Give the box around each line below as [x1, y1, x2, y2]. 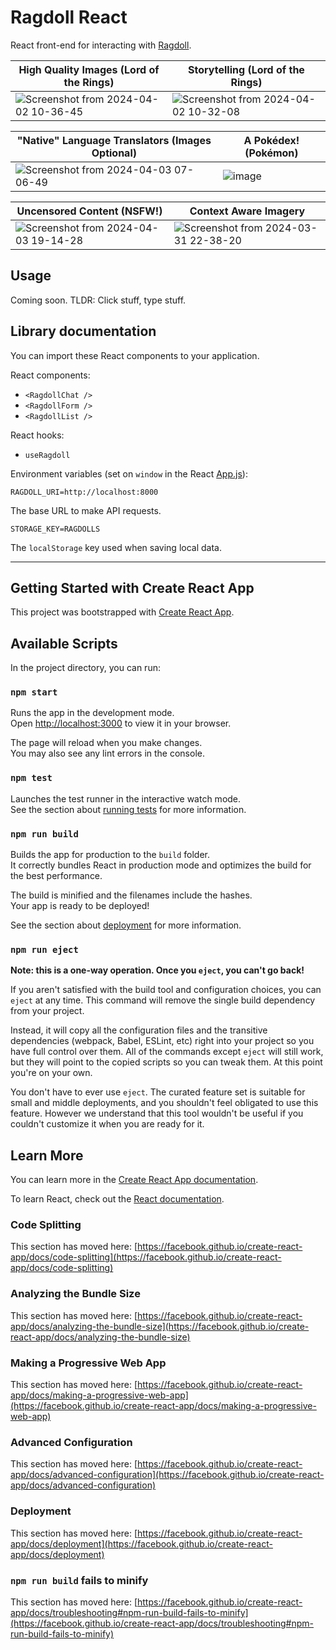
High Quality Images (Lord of [18, 62, 160, 76]
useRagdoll [24, 450, 71, 460]
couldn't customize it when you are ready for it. [10, 1118, 205, 1130]
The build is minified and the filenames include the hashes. [10, 889, 253, 901]
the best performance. [10, 870, 103, 882]
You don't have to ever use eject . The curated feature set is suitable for [10, 1086, 306, 1098]
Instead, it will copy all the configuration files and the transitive [10, 1024, 268, 1036]
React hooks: [10, 429, 65, 441]
